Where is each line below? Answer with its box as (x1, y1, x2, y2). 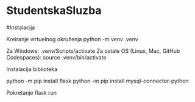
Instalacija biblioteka (6, 65, 58, 73)
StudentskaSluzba (6, 4, 102, 18)
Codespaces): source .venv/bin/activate (6, 53, 107, 61)
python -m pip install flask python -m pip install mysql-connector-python (6, 77, 189, 84)
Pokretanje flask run (6, 89, 57, 96)
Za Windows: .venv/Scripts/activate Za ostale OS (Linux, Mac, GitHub (6, 47, 180, 55)
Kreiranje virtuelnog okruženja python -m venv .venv (6, 35, 138, 42)
